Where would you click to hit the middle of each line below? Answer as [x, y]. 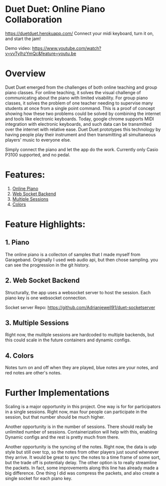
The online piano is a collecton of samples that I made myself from [73, 254]
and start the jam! [23, 39]
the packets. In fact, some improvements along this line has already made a [82, 468]
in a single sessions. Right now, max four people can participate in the [76, 412]
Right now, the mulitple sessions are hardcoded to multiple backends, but [80, 335]
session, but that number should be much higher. [55, 417]
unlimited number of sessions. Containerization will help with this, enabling [81, 432]
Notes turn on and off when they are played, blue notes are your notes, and [82, 368]
